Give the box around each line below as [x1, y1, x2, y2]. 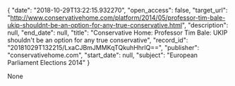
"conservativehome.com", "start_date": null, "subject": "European [7, 51, 198, 59]
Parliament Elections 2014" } [7, 59, 90, 66]
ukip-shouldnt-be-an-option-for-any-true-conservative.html [7, 21, 182, 29]
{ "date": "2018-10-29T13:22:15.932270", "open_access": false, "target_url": [7, 6, 228, 14]
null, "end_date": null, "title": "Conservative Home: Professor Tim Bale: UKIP [7, 28, 228, 37]
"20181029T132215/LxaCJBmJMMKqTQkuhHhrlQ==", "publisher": [7, 44, 200, 51]
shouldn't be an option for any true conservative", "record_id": [7, 36, 188, 44]
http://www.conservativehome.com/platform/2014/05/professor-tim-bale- [10, 13, 226, 22]
